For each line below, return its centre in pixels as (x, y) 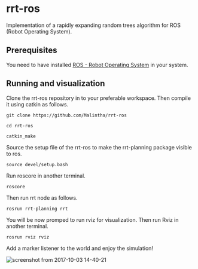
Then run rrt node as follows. (42, 198)
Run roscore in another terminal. (46, 176)
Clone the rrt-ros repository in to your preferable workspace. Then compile (99, 98)
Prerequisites (32, 51)
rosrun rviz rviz (28, 237)
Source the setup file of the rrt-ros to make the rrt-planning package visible (99, 147)
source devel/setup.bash (37, 164)
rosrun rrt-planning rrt (37, 209)
